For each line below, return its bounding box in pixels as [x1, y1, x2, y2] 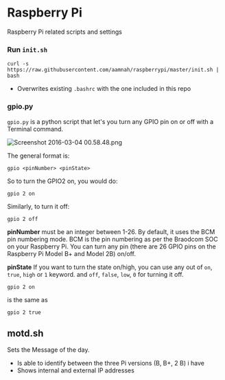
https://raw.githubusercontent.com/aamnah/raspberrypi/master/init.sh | [7, 67, 220, 74]
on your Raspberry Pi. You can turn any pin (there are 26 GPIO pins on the [7, 242, 216, 251]
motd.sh [7, 327, 44, 339]
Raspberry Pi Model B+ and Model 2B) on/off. [7, 249, 136, 257]
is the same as [7, 295, 48, 304]
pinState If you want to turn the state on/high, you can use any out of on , [7, 263, 213, 271]
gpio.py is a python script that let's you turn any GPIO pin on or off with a [7, 117, 214, 125]
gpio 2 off [7, 215, 38, 222]
